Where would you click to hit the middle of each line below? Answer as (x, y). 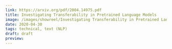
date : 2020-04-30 (24, 24)
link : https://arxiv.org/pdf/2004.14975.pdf (53, 10)
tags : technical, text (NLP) (36, 29)
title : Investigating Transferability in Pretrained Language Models (81, 15)
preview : (15, 39)
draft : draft (19, 34)
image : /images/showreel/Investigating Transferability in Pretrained (82, 19)
